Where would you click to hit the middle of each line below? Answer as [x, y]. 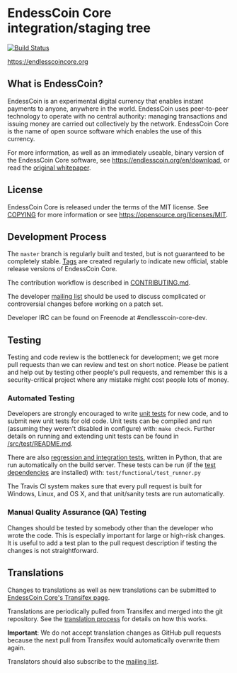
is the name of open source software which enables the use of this [104, 131]
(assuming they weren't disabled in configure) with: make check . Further [111, 429]
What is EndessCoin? [56, 84]
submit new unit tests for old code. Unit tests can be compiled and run [110, 421]
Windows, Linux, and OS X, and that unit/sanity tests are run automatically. [116, 494]
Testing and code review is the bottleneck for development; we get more [113, 357]
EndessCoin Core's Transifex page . [59, 597]
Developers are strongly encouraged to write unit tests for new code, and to [118, 414]
